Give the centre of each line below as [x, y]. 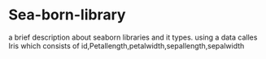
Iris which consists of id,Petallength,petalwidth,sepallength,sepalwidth [126, 45]
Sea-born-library [67, 15]
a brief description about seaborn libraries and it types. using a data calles [133, 37]
